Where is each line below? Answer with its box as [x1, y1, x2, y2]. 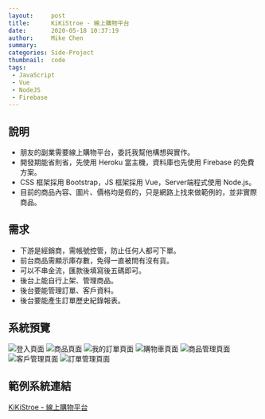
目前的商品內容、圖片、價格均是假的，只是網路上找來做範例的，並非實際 [19, 188, 257, 197]
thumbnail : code [8, 57, 66, 65]
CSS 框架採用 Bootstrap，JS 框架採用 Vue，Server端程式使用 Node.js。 [19, 177, 256, 188]
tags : [8, 64, 26, 72]
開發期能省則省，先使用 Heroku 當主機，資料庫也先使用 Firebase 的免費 [19, 157, 255, 168]
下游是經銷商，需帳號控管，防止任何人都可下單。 [19, 245, 181, 255]
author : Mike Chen [8, 34, 84, 42]
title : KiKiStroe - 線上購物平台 [8, 19, 130, 27]
